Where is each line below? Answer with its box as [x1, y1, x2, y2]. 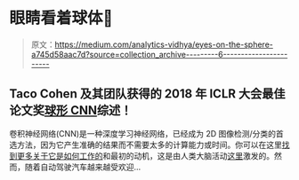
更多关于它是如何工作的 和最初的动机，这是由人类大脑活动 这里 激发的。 [16, 150, 274, 160]
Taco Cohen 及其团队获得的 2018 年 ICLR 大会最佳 [9, 86, 287, 102]
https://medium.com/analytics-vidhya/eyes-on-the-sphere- [54, 39, 274, 50]
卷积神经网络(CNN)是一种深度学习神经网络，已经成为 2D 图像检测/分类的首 [9, 128, 285, 138]
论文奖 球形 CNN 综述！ [9, 103, 133, 118]
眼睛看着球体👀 [9, 8, 114, 28]
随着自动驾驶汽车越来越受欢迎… [24, 161, 141, 172]
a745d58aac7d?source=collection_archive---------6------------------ [30, 49, 288, 59]
